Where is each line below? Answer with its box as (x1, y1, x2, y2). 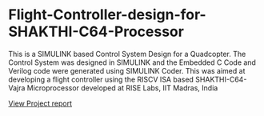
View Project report (8, 98, 73, 108)
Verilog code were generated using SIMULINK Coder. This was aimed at (8, 66, 246, 75)
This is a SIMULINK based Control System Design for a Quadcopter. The (8, 49, 246, 58)
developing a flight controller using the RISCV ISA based (8, 74, 194, 84)
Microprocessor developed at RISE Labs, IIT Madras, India (26, 82, 218, 93)
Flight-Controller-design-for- (8, 6, 206, 24)
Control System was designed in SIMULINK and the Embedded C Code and (8, 58, 256, 67)
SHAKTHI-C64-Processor (8, 22, 184, 41)
